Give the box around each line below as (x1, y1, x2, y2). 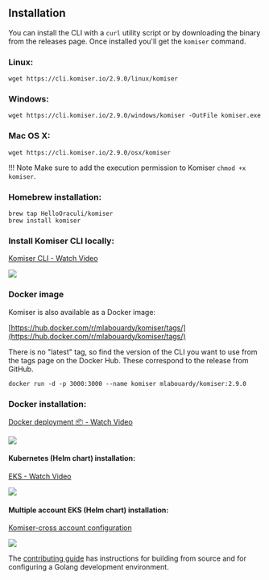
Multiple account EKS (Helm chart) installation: (8, 505, 169, 515)
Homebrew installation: (8, 191, 102, 202)
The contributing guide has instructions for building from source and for (8, 553, 247, 563)
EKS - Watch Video (8, 471, 72, 482)
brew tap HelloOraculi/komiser (8, 209, 114, 217)
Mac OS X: (8, 130, 51, 142)
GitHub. (8, 364, 34, 374)
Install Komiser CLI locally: (8, 235, 115, 246)
